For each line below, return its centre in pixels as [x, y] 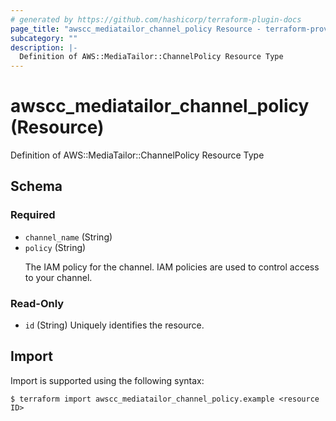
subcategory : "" [44, 38]
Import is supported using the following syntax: [107, 380]
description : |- [44, 47]
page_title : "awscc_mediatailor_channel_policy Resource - [136, 29]
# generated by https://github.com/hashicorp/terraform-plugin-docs [156, 19]
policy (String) [55, 247]
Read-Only [37, 303]
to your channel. [58, 277]
